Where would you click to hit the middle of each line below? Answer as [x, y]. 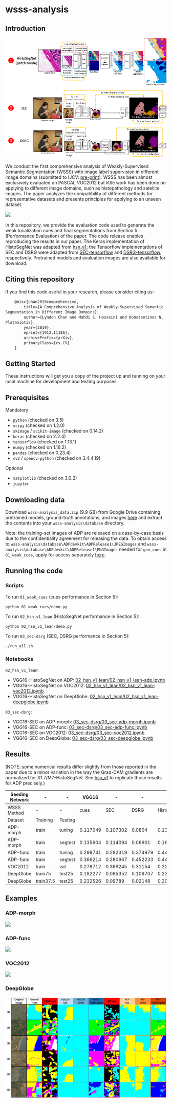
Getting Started [30, 363]
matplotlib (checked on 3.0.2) [45, 478]
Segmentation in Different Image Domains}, [52, 312]
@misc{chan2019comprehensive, [47, 302]
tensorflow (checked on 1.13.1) [45, 442]
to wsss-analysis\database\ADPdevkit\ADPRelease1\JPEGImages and [76, 544]
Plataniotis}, [20, 322]
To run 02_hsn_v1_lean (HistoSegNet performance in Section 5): [72, 616]
